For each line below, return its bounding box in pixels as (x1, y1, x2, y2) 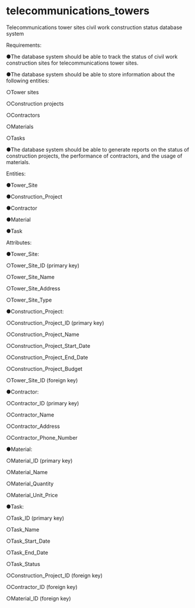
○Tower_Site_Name (6, 273, 55, 280)
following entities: (6, 77, 49, 84)
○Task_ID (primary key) (6, 514, 65, 521)
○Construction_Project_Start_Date (6, 342, 91, 349)
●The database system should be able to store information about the (6, 71, 175, 78)
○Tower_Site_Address (6, 284, 60, 292)
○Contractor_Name (6, 411, 55, 418)
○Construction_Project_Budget (6, 365, 83, 372)
